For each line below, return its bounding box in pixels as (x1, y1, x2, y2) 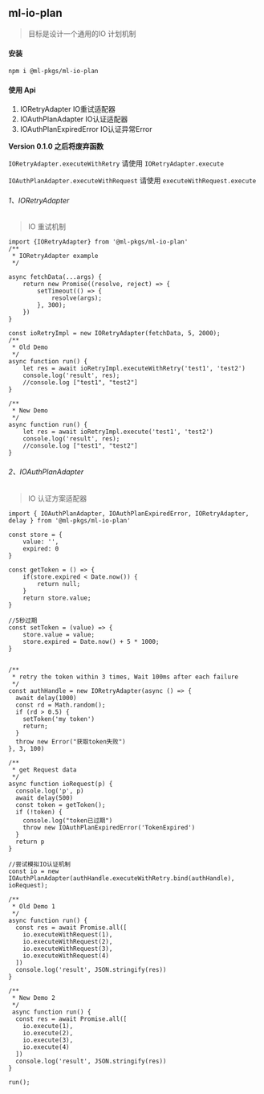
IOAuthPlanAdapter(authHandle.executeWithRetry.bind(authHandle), (8, 874, 235, 883)
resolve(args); (51, 294, 103, 302)
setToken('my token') (22, 715, 95, 723)
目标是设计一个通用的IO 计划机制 (27, 28, 136, 39)
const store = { (8, 531, 63, 539)
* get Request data (11, 765, 78, 774)
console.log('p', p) (15, 787, 84, 795)
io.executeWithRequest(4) (22, 952, 110, 960)
